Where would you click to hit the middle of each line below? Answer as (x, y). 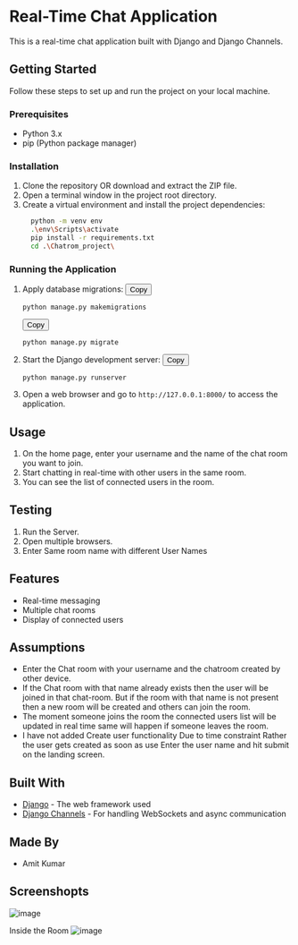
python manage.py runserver (74, 378)
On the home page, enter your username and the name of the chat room (155, 453)
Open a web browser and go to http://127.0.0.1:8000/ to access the (150, 395)
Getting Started (53, 69)
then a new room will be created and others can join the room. (137, 707)
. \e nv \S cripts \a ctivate (74, 230)
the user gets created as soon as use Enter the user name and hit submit (156, 745)
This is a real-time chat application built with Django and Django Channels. (146, 41)
